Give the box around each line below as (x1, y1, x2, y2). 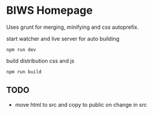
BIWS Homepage (6, 4, 93, 17)
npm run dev (6, 46, 36, 53)
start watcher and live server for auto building (6, 35, 120, 42)
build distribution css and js (6, 57, 75, 64)
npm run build (6, 68, 42, 75)
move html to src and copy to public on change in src (14, 101, 148, 108)
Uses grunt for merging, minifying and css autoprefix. (6, 23, 139, 31)
